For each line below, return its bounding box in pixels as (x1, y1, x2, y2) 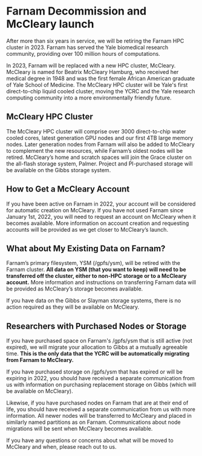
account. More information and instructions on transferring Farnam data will (6, 279, 197, 286)
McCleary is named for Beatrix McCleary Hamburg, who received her (6, 68, 179, 75)
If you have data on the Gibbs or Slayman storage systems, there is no (6, 297, 181, 304)
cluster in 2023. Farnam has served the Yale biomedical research (6, 44, 169, 51)
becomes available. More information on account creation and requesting (6, 220, 189, 227)
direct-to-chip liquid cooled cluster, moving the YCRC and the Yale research (6, 87, 195, 95)
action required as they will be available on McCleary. (6, 303, 140, 310)
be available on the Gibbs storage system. (6, 166, 111, 173)
